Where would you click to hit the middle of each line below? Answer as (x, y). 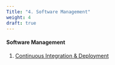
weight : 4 (19, 17)
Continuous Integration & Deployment (62, 55)
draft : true (21, 23)
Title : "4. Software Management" (48, 12)
